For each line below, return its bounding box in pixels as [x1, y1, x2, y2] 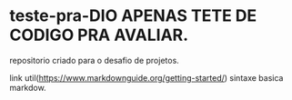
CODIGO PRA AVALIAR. [9, 25, 189, 45]
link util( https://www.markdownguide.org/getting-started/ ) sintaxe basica [9, 72, 284, 83]
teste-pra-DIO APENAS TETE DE [9, 5, 257, 26]
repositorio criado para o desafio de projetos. [9, 55, 179, 65]
